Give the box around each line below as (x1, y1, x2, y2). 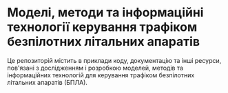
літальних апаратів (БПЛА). (7, 78, 88, 86)
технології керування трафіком (7, 19, 198, 35)
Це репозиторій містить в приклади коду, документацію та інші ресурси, (7, 56, 222, 64)
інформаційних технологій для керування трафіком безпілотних (7, 70, 195, 79)
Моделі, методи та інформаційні (7, 5, 204, 21)
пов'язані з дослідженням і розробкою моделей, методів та (7, 64, 184, 72)
